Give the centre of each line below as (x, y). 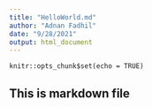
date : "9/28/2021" (43, 34)
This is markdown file (70, 93)
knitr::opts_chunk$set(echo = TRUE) (76, 66)
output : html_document (51, 42)
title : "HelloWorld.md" (53, 17)
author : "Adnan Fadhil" (53, 26)
